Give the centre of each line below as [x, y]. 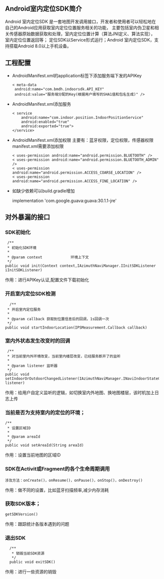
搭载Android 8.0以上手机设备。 [40, 46]
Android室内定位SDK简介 [43, 9]
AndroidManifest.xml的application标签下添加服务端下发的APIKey [77, 75]
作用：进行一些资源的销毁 [31, 572]
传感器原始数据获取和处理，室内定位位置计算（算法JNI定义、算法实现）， [82, 34]
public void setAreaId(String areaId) [44, 445]
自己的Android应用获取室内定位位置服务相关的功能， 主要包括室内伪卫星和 [80, 27]
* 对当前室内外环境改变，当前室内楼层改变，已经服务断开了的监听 [64, 356]
